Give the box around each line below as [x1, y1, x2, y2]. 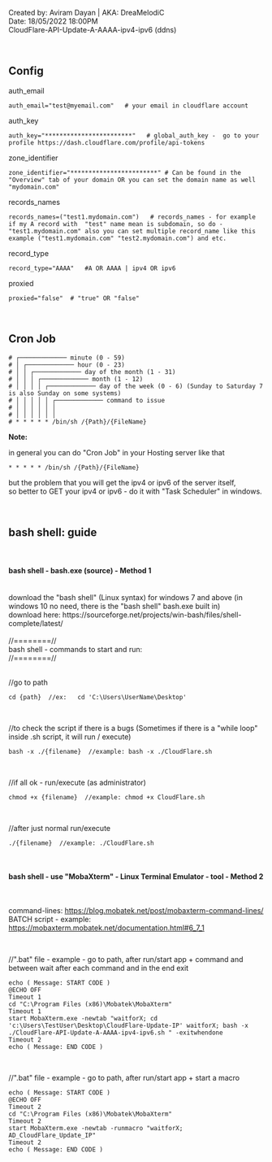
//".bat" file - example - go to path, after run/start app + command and [8, 954, 244, 964]
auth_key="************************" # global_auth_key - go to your [8, 131, 260, 140]
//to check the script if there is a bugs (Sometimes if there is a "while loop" [8, 723, 258, 733]
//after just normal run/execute [8, 823, 111, 833]
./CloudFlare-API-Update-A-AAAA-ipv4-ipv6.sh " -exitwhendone [8, 1029, 223, 1037]
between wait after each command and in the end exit [8, 963, 189, 973]
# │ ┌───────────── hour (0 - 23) [8, 360, 126, 369]
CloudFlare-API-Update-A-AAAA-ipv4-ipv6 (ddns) [8, 25, 177, 34]
